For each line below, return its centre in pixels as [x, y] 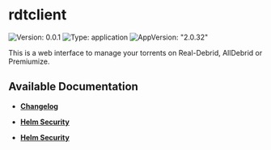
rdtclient [38, 15]
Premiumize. [29, 61]
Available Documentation [74, 87]
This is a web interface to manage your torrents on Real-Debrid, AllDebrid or [135, 52]
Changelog [39, 106]
